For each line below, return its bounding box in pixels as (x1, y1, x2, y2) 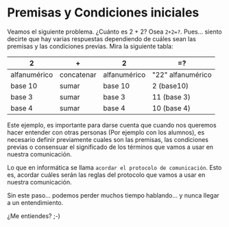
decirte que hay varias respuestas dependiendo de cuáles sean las (7, 34, 197, 43)
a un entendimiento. (7, 198, 64, 206)
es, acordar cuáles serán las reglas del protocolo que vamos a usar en (7, 170, 206, 179)
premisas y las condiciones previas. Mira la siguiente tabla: (7, 42, 173, 50)
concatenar (59, 70, 97, 80)
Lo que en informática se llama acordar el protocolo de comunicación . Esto (7, 163, 222, 171)
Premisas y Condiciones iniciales (7, 5, 200, 21)
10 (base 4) (152, 103, 191, 112)
